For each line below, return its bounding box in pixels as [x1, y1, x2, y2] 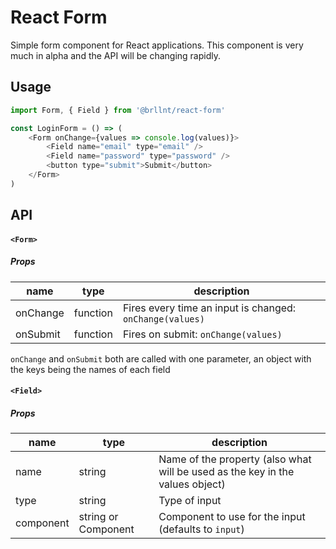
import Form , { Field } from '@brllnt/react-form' [10, 105, 226, 115]
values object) [158, 477, 226, 491]
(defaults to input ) [158, 522, 245, 536]
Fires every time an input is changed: [122, 301, 297, 315]
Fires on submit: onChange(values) [122, 327, 283, 341]
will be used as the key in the [158, 465, 295, 479]
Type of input [158, 494, 222, 508]
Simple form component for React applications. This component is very [10, 39, 304, 51]
